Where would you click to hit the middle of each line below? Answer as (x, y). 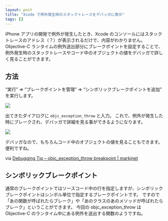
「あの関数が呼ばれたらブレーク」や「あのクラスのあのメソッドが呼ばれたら (84, 201)
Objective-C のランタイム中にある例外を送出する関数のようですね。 (75, 213)
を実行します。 (21, 96)
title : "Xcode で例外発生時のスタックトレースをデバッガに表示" (65, 15)
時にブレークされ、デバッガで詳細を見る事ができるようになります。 (75, 122)
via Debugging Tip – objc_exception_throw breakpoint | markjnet (72, 158)
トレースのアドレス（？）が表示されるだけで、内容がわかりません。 (75, 40)
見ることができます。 (31, 59)
